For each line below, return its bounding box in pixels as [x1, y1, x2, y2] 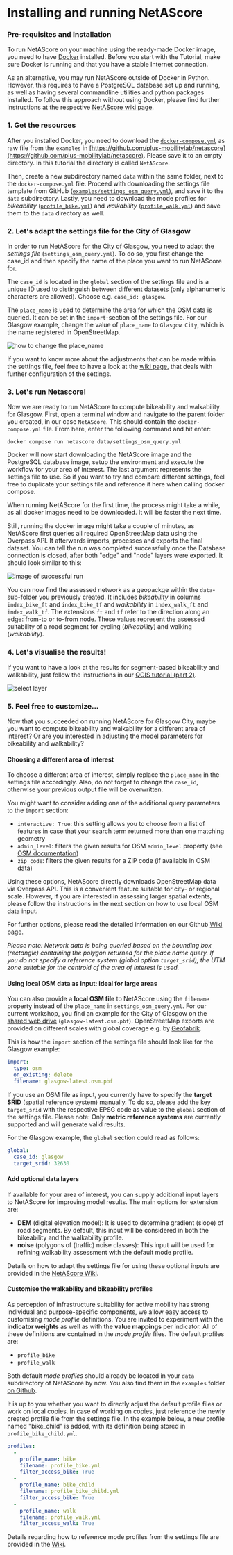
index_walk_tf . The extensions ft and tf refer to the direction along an [7, 608, 210, 616]
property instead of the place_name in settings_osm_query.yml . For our [7, 1002, 207, 1010]
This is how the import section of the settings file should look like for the [7, 1037, 214, 1046]
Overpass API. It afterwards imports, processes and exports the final [7, 536, 203, 545]
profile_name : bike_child [19, 1481, 95, 1488]
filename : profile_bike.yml [19, 1462, 101, 1469]
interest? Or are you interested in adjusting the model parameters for [7, 732, 203, 740]
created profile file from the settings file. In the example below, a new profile [7, 1414, 225, 1422]
